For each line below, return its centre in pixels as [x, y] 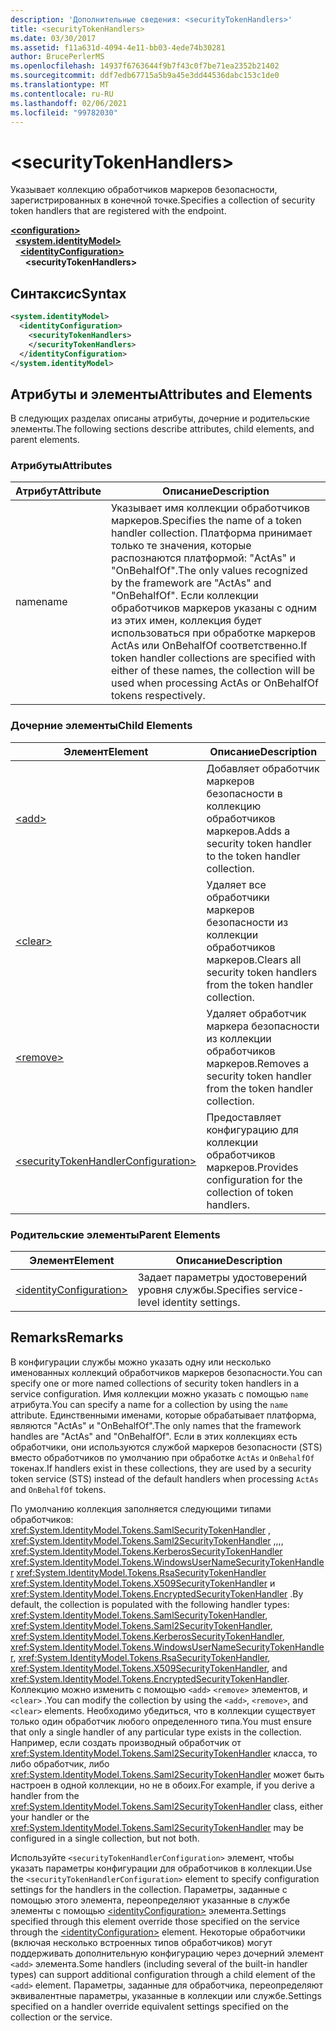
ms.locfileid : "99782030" [64, 112]
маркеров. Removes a [258, 1063]
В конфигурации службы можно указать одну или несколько [141, 1362]
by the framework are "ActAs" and [191, 583]
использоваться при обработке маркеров [213, 633]
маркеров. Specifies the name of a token [206, 521]
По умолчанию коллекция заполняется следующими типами [141, 1508]
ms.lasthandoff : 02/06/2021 [69, 103]
